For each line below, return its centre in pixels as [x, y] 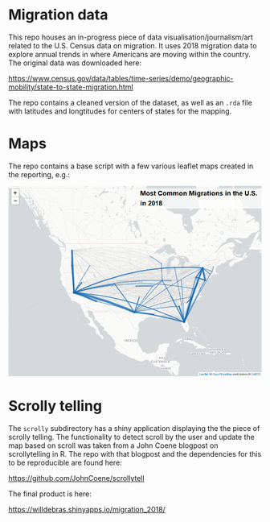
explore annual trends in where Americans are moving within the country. [129, 54]
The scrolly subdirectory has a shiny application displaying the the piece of [134, 428]
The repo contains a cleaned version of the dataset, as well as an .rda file [131, 102]
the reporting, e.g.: [39, 174]
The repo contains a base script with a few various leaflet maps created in [131, 166]
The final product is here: [50, 494]
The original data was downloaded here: [75, 63]
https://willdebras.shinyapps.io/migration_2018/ [87, 509]
